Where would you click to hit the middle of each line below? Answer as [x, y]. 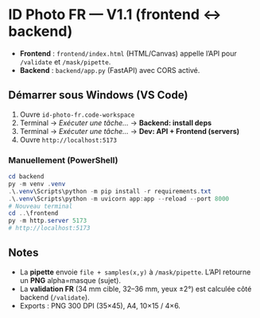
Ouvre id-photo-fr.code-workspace [77, 114]
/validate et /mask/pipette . [65, 62]
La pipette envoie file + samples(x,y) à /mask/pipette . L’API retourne [135, 272]
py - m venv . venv [37, 184]
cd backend [26, 177]
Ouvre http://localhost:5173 [68, 140]
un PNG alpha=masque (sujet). [70, 280]
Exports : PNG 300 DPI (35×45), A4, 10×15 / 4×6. [100, 305]
